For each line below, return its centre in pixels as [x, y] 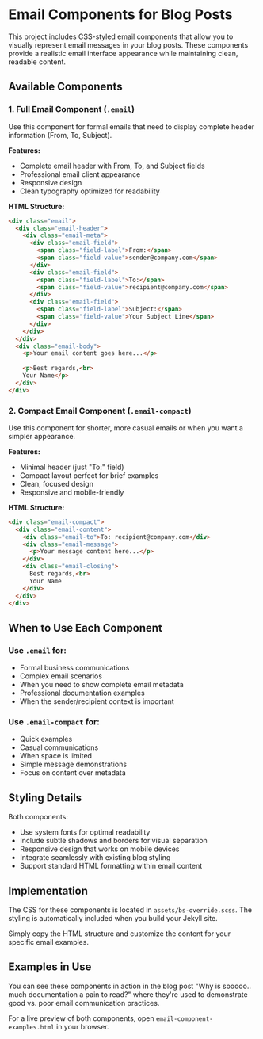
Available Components [65, 87]
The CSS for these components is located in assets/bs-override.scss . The [130, 910]
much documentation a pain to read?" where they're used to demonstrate [128, 994]
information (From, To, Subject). [60, 135]
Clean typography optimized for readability [90, 191]
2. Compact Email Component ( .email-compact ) [100, 411]
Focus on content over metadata [73, 773]
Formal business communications [74, 668]
